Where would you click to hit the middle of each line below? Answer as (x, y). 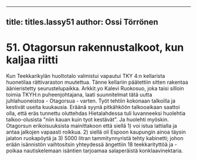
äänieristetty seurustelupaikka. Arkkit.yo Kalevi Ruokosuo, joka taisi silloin (95, 88)
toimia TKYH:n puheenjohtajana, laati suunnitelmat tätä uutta (79, 95)
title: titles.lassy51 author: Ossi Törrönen (82, 22)
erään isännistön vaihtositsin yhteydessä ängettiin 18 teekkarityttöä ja (90, 145)
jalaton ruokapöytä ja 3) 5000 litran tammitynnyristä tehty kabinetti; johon (95, 138)
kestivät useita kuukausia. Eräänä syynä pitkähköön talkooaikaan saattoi (93, 107)
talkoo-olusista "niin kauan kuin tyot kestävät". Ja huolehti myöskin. (87, 120)
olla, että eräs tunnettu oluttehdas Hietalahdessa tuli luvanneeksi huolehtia (96, 113)
